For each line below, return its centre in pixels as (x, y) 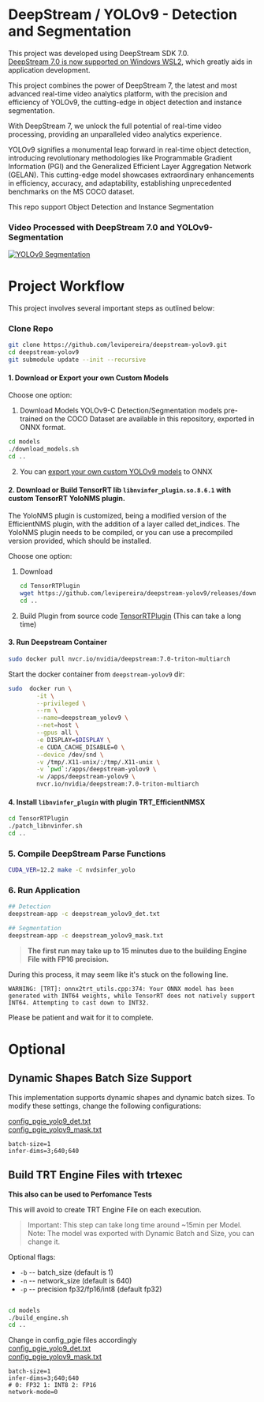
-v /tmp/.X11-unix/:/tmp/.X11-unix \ (98, 762)
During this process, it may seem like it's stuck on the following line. (118, 974)
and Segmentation (70, 31)
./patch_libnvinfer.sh (45, 826)
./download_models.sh (44, 449)
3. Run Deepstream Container (58, 643)
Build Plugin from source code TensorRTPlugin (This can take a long (130, 616)
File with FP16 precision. (68, 959)
